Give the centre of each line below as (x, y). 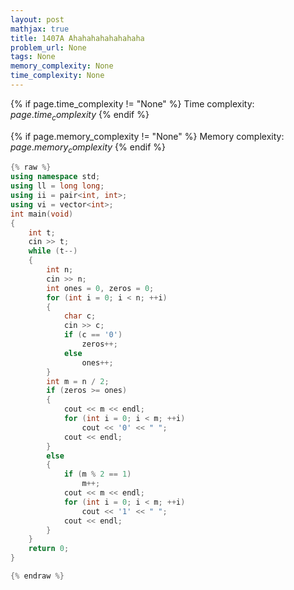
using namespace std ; (55, 177)
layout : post (37, 19)
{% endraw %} (37, 576)
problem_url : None (48, 47)
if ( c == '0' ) (93, 335)
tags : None (33, 57)
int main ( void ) (42, 214)
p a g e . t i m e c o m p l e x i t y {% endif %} (80, 115)
